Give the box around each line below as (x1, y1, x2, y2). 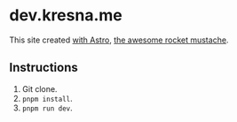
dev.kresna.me (9, 5, 122, 26)
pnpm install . (21, 93, 73, 103)
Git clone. (21, 83, 58, 94)
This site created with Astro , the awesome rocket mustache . (9, 34, 229, 45)
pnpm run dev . (21, 103, 73, 113)
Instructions (9, 60, 78, 75)
